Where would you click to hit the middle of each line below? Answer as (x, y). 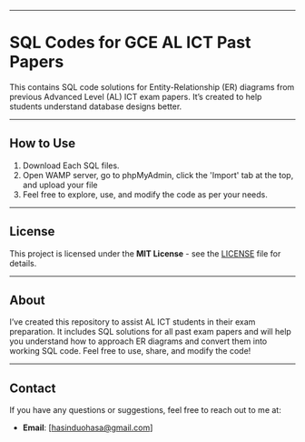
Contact (33, 388)
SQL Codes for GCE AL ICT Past (130, 43)
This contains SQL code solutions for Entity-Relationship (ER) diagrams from (152, 86)
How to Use (43, 143)
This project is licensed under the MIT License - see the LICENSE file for (145, 253)
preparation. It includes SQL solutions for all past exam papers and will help (151, 332)
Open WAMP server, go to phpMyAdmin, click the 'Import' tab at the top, (158, 175)
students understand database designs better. (96, 106)
